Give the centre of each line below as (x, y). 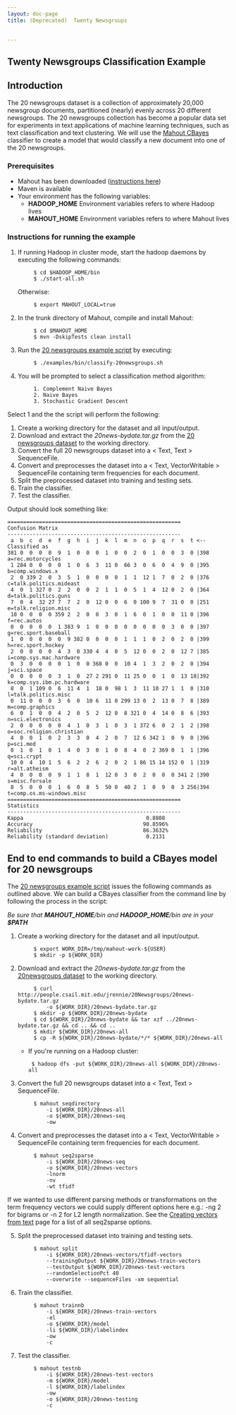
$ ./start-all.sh (59, 279)
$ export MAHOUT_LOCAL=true (75, 305)
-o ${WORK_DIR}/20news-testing (92, 1399)
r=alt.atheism (28, 769)
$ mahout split (56, 1249)
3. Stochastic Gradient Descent (81, 402)
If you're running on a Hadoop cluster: (83, 1050)
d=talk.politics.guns (39, 596)
